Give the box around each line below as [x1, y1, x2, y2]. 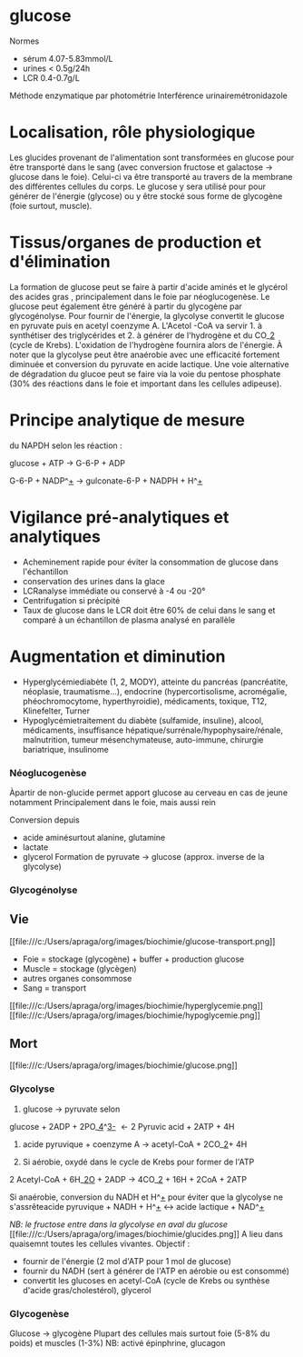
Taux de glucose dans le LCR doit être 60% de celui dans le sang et [22, 604, 276, 615]
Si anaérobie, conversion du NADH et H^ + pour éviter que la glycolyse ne [9, 1192, 284, 1202]
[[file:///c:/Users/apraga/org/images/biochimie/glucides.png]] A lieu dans [9, 1228, 284, 1239]
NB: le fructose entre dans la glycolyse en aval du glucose [9, 1219, 229, 1230]
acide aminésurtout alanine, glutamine [22, 832, 166, 843]
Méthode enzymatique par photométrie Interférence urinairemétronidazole [9, 90, 288, 101]
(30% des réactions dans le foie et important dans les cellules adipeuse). [9, 378, 283, 389]
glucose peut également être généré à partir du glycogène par [9, 301, 243, 312]
